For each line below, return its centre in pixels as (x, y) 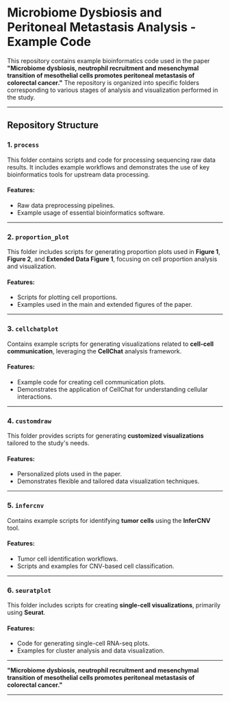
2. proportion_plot (38, 237)
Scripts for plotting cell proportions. (67, 297)
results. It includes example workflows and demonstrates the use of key (108, 167)
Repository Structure (53, 125)
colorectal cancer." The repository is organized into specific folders (103, 82)
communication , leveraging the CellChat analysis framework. (94, 351)
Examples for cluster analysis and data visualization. (91, 651)
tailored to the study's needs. (49, 443)
